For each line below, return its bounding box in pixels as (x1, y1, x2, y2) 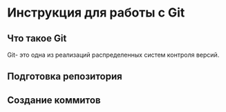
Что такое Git (7, 32, 67, 44)
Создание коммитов (7, 94, 101, 106)
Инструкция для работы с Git (7, 5, 185, 21)
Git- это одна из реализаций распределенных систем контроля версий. (7, 50, 220, 59)
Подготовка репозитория (7, 71, 122, 82)
